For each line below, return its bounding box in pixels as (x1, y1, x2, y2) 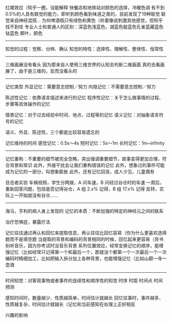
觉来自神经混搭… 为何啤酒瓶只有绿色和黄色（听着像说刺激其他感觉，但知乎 (5, 17, 163, 23)
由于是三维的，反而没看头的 (18, 68, 77, 74)
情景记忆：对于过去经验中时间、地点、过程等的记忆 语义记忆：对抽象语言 (5, 112, 159, 118)
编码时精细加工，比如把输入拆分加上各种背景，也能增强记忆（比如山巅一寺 (5, 255, 162, 261)
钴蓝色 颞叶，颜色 (5, 30, 42, 36)
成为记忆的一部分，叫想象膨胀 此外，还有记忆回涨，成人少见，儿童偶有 (5, 169, 155, 174)
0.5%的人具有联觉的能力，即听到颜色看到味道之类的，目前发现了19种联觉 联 (5, 11, 166, 17)
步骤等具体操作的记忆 (5, 101, 50, 107)
